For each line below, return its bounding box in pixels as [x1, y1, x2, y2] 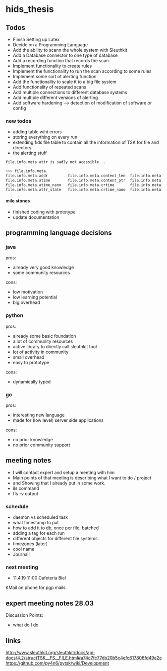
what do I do [12, 622, 39, 628]
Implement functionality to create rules [12, 63, 92, 69]
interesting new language [12, 412, 65, 418]
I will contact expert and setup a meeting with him [12, 469, 115, 476]
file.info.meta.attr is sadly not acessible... [5, 160, 106, 165]
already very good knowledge [12, 265, 74, 271]
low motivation [12, 289, 43, 295]
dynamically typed [12, 379, 51, 384]
